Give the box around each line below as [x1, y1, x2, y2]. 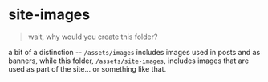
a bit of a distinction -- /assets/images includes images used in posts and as [8, 47, 261, 57]
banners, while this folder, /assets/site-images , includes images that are [8, 56, 250, 65]
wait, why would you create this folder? [27, 32, 158, 41]
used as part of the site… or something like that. [8, 64, 167, 73]
